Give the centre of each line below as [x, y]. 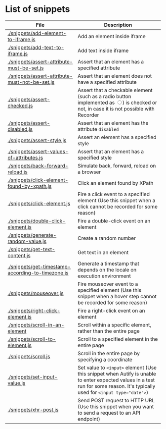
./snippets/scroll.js [29, 356]
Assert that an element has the [113, 123]
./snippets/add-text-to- [36, 47]
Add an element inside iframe [111, 36]
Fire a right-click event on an [111, 311]
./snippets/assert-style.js [37, 140]
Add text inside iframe [103, 51]
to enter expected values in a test [116, 380]
